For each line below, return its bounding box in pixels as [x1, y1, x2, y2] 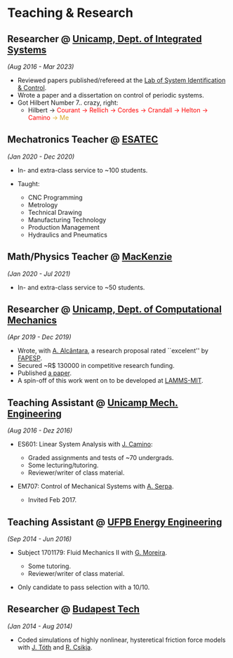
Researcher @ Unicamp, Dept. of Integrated [7, 33, 202, 45]
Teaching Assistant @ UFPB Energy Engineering [7, 516, 222, 528]
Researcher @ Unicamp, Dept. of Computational [7, 303, 222, 315]
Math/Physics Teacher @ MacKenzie [7, 251, 173, 263]
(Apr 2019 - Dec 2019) [7, 333, 72, 341]
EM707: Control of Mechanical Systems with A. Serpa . [17, 482, 174, 491]
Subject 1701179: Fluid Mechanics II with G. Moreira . [17, 548, 167, 557]
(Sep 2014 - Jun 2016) [7, 535, 72, 544]
